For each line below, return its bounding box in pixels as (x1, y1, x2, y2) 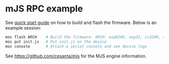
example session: (5, 24, 42, 30)
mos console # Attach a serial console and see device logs (5, 43, 147, 49)
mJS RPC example (5, 3, 83, 14)
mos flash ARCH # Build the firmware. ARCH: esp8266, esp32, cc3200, (5, 34, 161, 39)
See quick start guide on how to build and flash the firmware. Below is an (5, 19, 157, 25)
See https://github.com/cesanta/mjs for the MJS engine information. (5, 53, 147, 59)
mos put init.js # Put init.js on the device (5, 39, 107, 44)
